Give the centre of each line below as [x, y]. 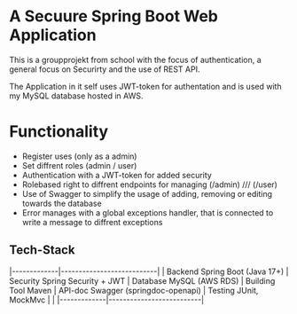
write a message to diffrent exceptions [92, 222]
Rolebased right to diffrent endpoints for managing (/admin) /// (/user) [149, 184]
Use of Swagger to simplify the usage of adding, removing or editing [147, 193]
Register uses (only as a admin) [79, 156]
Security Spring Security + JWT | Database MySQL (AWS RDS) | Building [142, 280]
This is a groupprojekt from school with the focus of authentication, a [135, 59]
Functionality [59, 132]
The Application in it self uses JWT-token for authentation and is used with [145, 86]
